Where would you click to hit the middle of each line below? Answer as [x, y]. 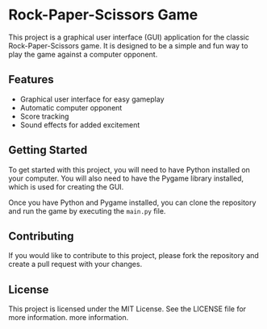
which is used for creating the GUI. [66, 186]
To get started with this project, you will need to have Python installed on [129, 169]
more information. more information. [69, 318]
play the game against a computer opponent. [83, 54]
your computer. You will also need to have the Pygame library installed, [126, 178]
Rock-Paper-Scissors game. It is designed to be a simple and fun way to [128, 45]
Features [31, 79]
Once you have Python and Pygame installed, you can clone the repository [132, 202]
